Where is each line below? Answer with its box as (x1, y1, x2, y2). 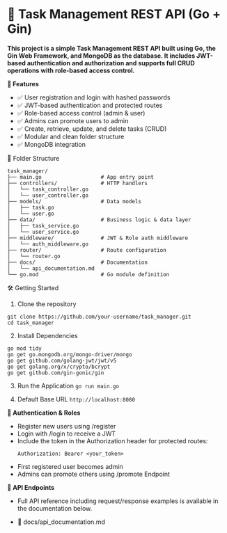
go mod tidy (7, 344, 42, 352)
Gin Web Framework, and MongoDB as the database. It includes (7, 51, 196, 60)
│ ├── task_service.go (7, 222, 79, 229)
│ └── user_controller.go (7, 191, 89, 199)
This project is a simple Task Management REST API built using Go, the (7, 44, 216, 52)
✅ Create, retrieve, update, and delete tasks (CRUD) (17, 125, 167, 133)
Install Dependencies (17, 331, 78, 340)
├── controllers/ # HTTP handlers (7, 180, 148, 186)
